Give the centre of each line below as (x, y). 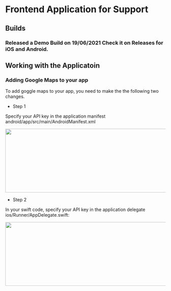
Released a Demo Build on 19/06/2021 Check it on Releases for (84, 43)
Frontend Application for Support (77, 9)
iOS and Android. (27, 49)
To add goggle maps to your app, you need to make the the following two (82, 91)
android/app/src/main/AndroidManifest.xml (50, 122)
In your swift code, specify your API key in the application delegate (75, 209)
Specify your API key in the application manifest (55, 116)
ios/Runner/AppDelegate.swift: (37, 215)
